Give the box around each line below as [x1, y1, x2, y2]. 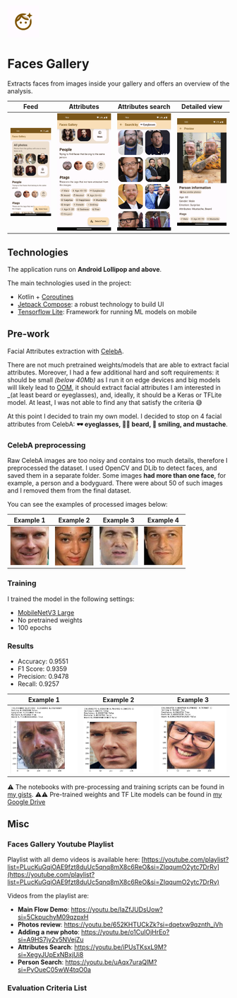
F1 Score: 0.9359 [17, 665, 67, 673]
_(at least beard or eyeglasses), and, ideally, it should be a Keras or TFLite [7, 391, 222, 399]
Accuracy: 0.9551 [17, 657, 68, 666]
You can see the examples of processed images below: [7, 500, 168, 509]
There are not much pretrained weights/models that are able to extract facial [7, 360, 229, 369]
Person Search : [17, 958, 64, 967]
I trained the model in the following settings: [7, 595, 135, 603]
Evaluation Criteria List [7, 983, 87, 993]
